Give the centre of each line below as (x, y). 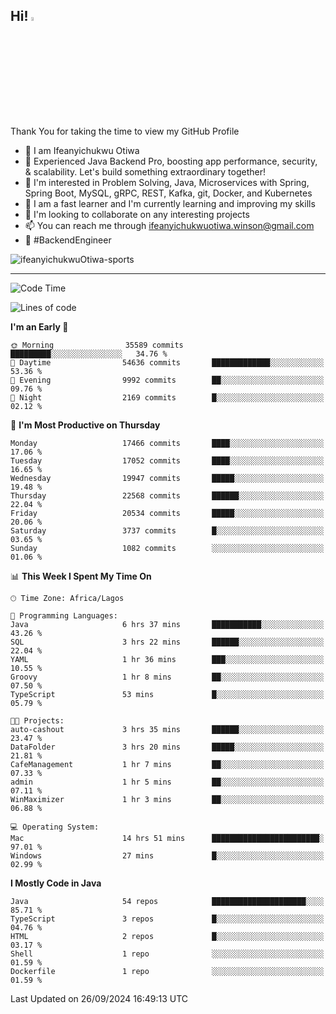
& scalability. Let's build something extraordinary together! (145, 171)
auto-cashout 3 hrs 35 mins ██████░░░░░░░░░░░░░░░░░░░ (167, 729)
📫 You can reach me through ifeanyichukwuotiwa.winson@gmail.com (169, 225)
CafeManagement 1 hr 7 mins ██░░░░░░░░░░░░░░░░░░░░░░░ (167, 764)
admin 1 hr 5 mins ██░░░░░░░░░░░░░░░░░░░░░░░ (167, 782)
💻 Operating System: (55, 827)
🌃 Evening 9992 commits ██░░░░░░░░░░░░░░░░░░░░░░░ (167, 380)
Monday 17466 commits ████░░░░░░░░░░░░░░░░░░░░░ (167, 443)
